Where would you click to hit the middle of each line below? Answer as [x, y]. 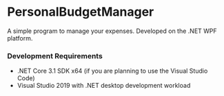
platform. [20, 38]
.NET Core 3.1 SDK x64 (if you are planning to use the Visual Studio [112, 71]
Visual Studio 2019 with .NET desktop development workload [104, 86]
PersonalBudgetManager [81, 12]
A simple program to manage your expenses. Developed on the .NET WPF [112, 31]
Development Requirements [55, 56]
